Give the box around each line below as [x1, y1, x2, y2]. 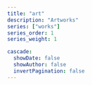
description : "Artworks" [7, 17, 79, 23]
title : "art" [7, 10, 45, 17]
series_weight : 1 [7, 36, 57, 43]
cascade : [7, 48, 33, 55]
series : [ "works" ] [7, 23, 60, 30]
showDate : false [13, 55, 60, 62]
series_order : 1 [7, 29, 54, 37]
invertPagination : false [13, 67, 85, 75]
